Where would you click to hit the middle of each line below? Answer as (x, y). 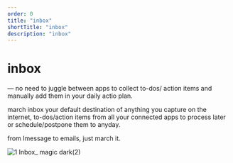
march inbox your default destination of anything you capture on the (107, 110)
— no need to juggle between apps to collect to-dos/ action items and (110, 89)
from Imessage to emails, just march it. (64, 138)
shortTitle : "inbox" (38, 27)
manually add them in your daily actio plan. (70, 96)
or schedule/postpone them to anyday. (64, 125)
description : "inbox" (39, 34)
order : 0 (20, 14)
